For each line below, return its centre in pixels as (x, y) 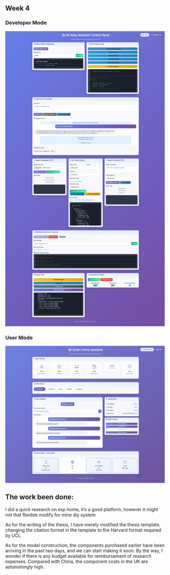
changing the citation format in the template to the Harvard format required (83, 530)
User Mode (19, 337)
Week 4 (18, 8)
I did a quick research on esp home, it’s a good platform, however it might (82, 509)
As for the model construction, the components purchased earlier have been (85, 545)
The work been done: (40, 497)
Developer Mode (26, 23)
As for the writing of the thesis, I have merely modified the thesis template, (83, 524)
